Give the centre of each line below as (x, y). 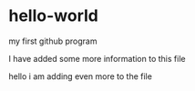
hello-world (54, 16)
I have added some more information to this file (97, 58)
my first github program (53, 41)
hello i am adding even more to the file (80, 76)
